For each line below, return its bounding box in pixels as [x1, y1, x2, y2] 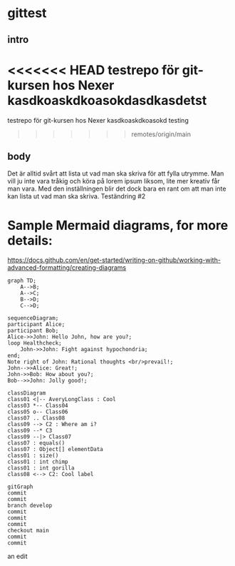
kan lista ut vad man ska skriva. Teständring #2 [7, 192, 146, 201]
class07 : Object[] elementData [7, 446, 103, 453]
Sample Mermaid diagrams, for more [7, 217, 229, 233]
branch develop [7, 502, 53, 510]
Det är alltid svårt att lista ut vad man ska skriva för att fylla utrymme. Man [7, 169, 224, 178]
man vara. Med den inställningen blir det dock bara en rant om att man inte [7, 184, 226, 193]
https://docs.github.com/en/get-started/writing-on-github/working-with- [7, 256, 221, 265]
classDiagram [7, 390, 46, 397]
